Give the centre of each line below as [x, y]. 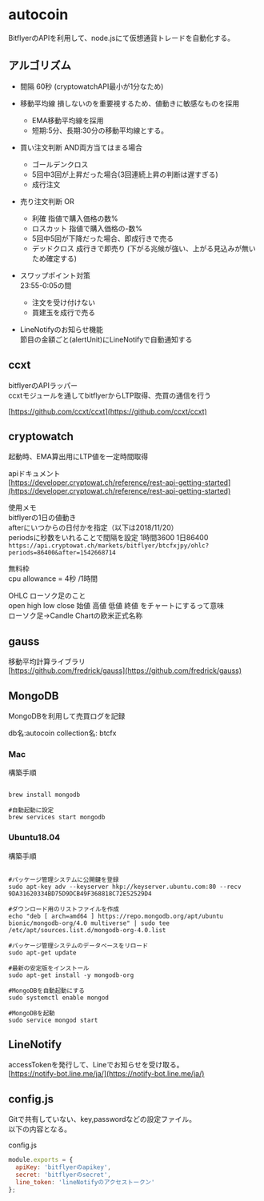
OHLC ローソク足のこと [47, 596]
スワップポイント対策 [55, 275]
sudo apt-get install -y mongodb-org [71, 975]
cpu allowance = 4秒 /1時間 [53, 578]
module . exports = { [41, 1160]
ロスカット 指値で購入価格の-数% [87, 228]
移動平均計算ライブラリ [47, 662]
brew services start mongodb [57, 818]
